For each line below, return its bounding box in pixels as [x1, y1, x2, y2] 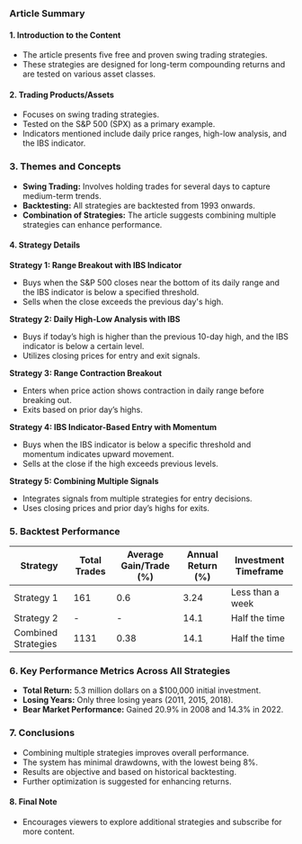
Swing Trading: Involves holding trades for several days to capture [22, 181, 271, 192]
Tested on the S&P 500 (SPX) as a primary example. [22, 119, 216, 130]
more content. [22, 826, 75, 837]
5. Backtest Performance [9, 525, 120, 537]
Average [127, 548, 164, 561]
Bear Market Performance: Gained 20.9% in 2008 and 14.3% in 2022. [22, 705, 284, 715]
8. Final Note [9, 796, 58, 807]
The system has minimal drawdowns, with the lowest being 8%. [22, 757, 259, 768]
